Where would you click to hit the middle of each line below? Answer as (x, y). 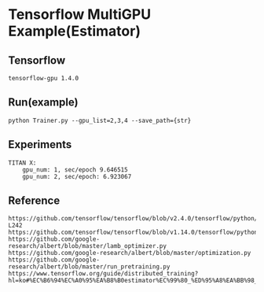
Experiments (40, 144)
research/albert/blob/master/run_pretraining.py (89, 267)
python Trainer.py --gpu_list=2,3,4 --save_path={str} (100, 120)
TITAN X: (22, 163)
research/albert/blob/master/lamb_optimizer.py (88, 246)
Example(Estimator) (75, 31)
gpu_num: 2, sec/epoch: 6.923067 (77, 176)
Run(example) (43, 103)
